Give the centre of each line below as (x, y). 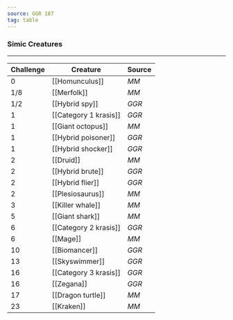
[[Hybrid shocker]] (82, 148)
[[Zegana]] (70, 283)
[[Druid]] (66, 160)
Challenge (28, 69)
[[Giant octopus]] (80, 126)
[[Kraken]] (69, 306)
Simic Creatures (35, 44)
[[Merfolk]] (70, 92)
